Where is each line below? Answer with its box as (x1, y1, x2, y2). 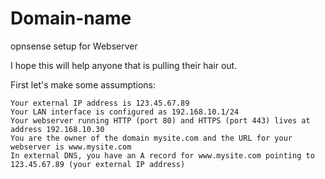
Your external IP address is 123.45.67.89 (10, 98, 190, 108)
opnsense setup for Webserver (10, 40, 138, 52)
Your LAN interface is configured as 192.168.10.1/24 (10, 107, 240, 117)
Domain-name (10, 7, 132, 30)
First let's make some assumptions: (10, 78, 157, 91)
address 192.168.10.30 (10, 124, 105, 134)
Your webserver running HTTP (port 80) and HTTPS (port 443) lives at (10, 115, 311, 126)
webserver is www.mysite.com (10, 142, 132, 152)
